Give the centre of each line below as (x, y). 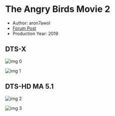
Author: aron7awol (31, 23)
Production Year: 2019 (35, 33)
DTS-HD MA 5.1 (29, 86)
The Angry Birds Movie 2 (58, 9)
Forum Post (24, 28)
